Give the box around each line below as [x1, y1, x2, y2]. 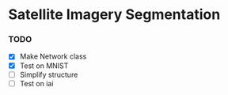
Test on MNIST [19, 61, 69, 70]
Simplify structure [19, 70, 78, 79]
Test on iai [19, 78, 54, 88]
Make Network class [19, 51, 87, 61]
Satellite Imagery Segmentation [8, 6, 221, 24]
